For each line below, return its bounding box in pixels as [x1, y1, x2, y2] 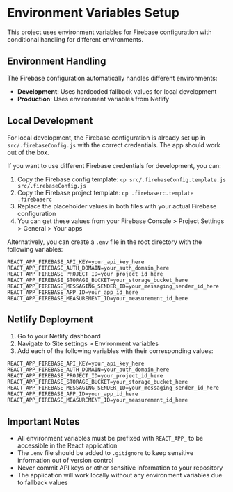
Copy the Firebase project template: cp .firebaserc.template [17, 188, 194, 197]
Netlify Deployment [7, 313, 94, 325]
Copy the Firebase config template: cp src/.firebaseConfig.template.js [17, 175, 226, 183]
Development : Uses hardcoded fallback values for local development [17, 87, 217, 95]
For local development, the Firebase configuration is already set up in [7, 133, 207, 142]
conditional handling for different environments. [7, 35, 144, 43]
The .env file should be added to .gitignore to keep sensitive [17, 449, 194, 457]
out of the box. [7, 148, 49, 156]
